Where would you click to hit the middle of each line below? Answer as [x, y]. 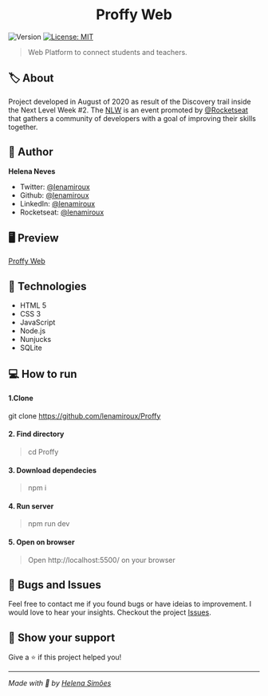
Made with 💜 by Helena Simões [60, 683]
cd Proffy [43, 451]
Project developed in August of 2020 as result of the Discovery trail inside [130, 101]
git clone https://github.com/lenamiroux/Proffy [85, 415]
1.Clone [21, 398]
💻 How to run [43, 374]
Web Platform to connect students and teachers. [107, 52]
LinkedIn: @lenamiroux [57, 203]
